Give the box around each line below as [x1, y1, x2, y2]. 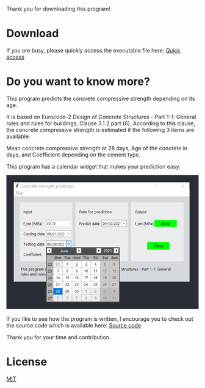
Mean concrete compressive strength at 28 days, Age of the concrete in [6, 144, 188, 152]
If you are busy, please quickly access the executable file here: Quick [6, 46, 181, 54]
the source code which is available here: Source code [6, 321, 142, 329]
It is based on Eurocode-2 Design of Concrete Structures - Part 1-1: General [6, 113, 196, 120]
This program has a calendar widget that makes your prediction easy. [6, 163, 181, 170]
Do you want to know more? [6, 75, 151, 89]
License [6, 354, 48, 368]
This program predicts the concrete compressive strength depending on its [6, 95, 195, 102]
